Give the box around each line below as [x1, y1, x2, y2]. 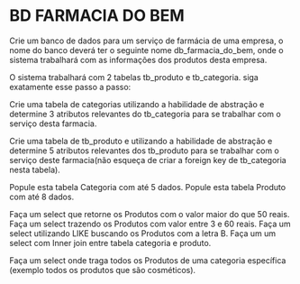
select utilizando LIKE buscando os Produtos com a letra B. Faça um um [9, 227, 277, 239]
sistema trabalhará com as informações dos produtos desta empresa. [9, 54, 268, 65]
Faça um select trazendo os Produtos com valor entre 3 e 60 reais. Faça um [9, 218, 291, 229]
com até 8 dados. [9, 191, 75, 202]
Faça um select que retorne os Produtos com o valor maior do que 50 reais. [9, 208, 290, 219]
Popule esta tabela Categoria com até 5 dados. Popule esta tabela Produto [9, 181, 286, 192]
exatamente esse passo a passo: [9, 81, 132, 92]
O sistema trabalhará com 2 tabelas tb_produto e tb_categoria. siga [9, 71, 259, 82]
